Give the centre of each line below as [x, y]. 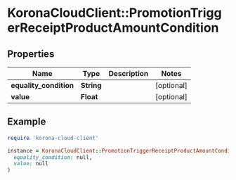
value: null [31, 164]
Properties [31, 54]
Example [27, 122]
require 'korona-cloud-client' [53, 138]
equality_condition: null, [53, 157]
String [91, 85]
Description [129, 73]
